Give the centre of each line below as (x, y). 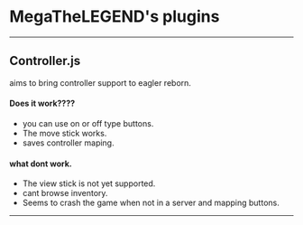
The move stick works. (64, 133)
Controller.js (45, 61)
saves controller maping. (68, 143)
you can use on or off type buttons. (88, 123)
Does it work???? (42, 103)
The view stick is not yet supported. (89, 183)
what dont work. (41, 164)
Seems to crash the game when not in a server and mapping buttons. (151, 203)
